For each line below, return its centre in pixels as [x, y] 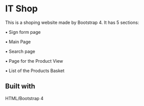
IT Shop [21, 9]
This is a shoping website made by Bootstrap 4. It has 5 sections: [72, 22]
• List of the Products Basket [35, 71]
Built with [20, 86]
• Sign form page [23, 32]
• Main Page [18, 42]
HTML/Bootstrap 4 [24, 98]
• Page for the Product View [34, 61]
